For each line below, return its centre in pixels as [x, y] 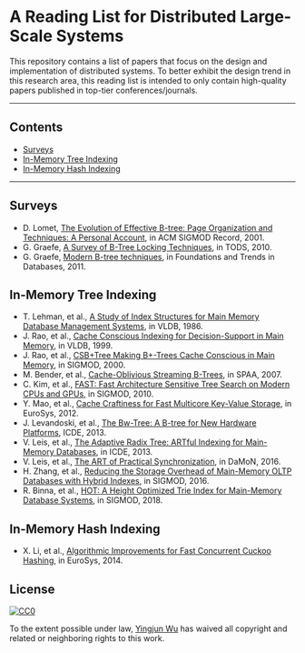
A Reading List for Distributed [123, 17]
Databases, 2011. [54, 266]
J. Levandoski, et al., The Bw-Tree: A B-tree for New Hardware [139, 423]
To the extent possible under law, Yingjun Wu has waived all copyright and [148, 628]
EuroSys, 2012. [50, 413]
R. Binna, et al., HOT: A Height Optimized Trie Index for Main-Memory [152, 491]
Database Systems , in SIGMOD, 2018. [93, 500]
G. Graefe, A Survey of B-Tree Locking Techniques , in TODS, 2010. [147, 246]
